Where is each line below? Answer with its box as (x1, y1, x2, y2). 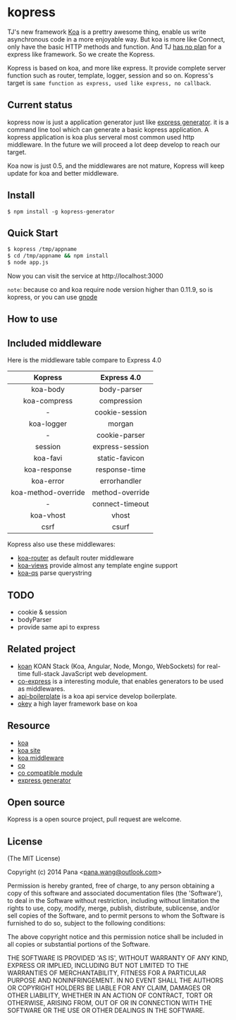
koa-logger (29, 419, 68, 429)
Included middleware (7, 337, 102, 349)
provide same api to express (17, 623, 100, 632)
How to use (7, 313, 58, 325)
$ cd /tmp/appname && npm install (7, 252, 109, 259)
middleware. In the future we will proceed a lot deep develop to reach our (7, 140, 221, 149)
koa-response (24, 465, 72, 474)
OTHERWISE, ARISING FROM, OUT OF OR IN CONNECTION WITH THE (7, 999, 213, 1007)
